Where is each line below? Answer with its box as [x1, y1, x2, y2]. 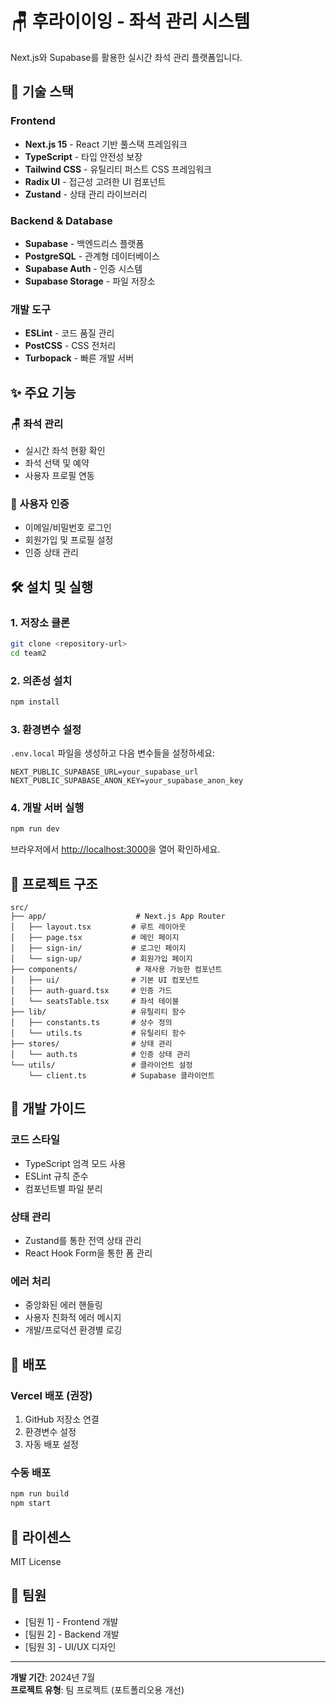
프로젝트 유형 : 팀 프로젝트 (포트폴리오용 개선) [10, 1683, 185, 1696]
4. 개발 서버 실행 [10, 801, 85, 815]
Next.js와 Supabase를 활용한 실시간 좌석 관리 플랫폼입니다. [10, 51, 243, 63]
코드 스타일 [10, 1133, 61, 1147]
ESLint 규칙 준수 [24, 1170, 89, 1182]
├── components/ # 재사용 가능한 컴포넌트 [10, 965, 223, 975]
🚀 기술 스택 [10, 83, 75, 101]
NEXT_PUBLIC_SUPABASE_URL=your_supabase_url [10, 767, 199, 777]
